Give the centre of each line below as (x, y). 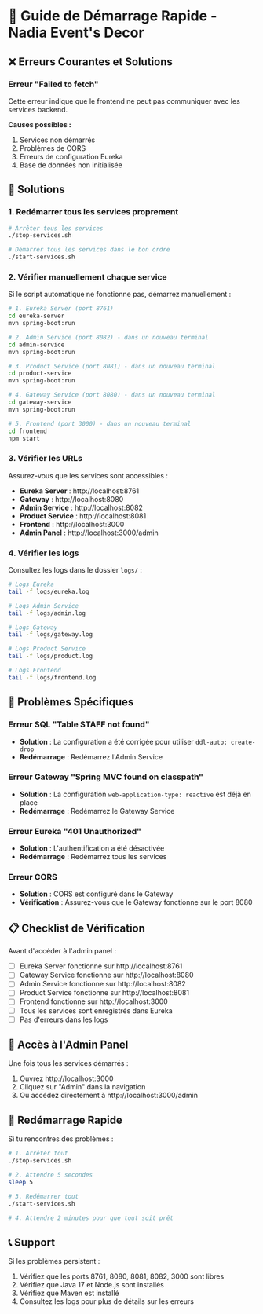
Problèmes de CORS (53, 148)
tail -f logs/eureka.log (49, 591)
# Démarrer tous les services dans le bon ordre (89, 250)
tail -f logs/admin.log (47, 613)
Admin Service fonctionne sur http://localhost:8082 (102, 984)
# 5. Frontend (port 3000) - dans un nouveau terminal (100, 423)
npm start (24, 438)
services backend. (38, 109)
